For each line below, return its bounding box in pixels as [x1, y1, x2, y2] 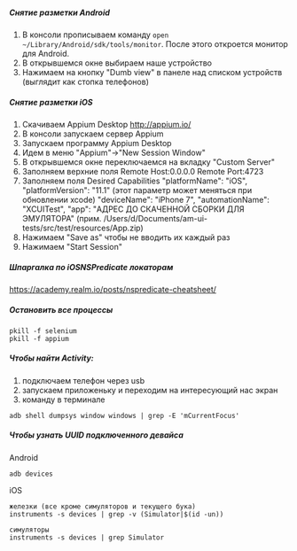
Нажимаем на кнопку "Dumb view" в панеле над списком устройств [21, 66, 283, 77]
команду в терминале [21, 394, 106, 405]
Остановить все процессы [9, 304, 113, 314]
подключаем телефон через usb [21, 375, 145, 385]
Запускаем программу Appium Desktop [21, 137, 172, 148]
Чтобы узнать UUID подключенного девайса [9, 430, 184, 440]
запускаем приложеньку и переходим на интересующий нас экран [21, 384, 278, 395]
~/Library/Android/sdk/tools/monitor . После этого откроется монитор [21, 38, 288, 49]
